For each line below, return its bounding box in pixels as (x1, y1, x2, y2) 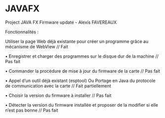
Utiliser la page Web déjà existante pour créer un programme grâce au (5, 38, 149, 44)
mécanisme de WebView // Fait (5, 43, 68, 49)
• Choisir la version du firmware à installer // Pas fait (5, 92, 112, 98)
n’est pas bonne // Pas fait (5, 107, 58, 113)
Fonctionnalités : (5, 29, 39, 35)
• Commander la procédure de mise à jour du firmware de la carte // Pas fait (5, 68, 161, 74)
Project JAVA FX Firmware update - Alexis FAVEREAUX (5, 19, 117, 25)
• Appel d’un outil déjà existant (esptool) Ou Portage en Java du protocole (5, 78, 156, 83)
